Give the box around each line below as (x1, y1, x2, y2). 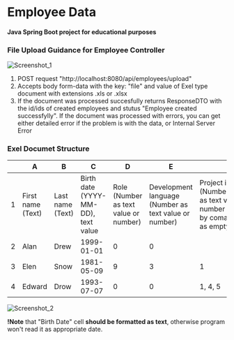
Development (148, 182, 193, 192)
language (148, 191, 180, 201)
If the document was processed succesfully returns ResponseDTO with (17, 97, 222, 105)
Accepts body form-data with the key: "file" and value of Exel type (17, 82, 208, 91)
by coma (199, 213, 228, 223)
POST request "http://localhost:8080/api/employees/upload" (17, 75, 192, 83)
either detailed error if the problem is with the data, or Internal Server (17, 119, 216, 128)
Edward (22, 282, 47, 292)
